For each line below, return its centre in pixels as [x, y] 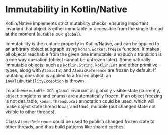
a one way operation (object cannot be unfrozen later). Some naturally [78, 59]
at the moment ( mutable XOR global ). [44, 34]
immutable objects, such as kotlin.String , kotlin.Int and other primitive [81, 65]
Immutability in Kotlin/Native [66, 9]
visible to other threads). [31, 112]
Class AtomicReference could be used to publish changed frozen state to [80, 121]
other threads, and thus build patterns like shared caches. [65, 127]
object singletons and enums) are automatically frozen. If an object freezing [84, 96]
